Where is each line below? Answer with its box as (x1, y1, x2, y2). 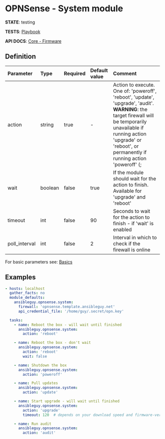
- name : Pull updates (14, 381, 58, 386)
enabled (112, 226, 132, 233)
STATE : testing (5, 19, 35, 25)
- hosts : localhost (5, 286, 45, 291)
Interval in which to (112, 234, 157, 241)
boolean (40, 184, 59, 191)
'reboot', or (112, 143, 139, 150)
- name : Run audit (14, 421, 52, 426)
